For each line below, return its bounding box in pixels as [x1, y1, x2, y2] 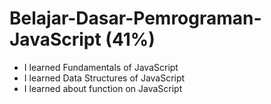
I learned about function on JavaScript [23, 82, 183, 94]
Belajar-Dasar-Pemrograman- [9, 7, 262, 30]
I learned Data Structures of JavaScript [23, 72, 186, 84]
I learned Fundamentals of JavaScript [23, 61, 179, 73]
